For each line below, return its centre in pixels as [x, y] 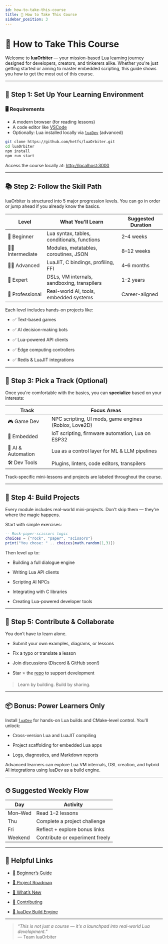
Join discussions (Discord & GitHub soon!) [56, 663]
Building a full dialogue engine [43, 562]
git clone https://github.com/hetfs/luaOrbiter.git [60, 142]
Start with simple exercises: [33, 524]
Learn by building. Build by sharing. [54, 685]
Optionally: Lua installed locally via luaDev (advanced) [68, 133]
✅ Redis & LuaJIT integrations [43, 360]
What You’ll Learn [81, 222]
